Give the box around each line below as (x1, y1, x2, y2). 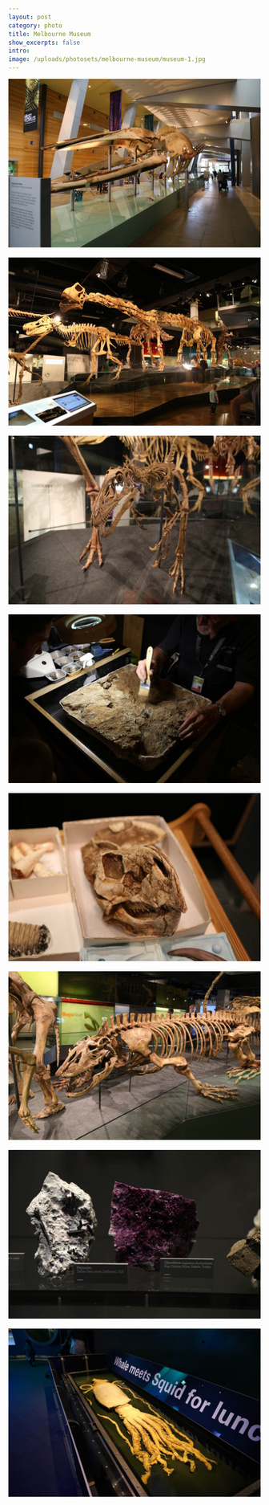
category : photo (8, 21, 62, 30)
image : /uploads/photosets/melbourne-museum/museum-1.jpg (8, 55, 206, 63)
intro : (8, 47, 30, 55)
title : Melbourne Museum (8, 30, 91, 38)
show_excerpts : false (8, 39, 81, 47)
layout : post (8, 13, 52, 21)
